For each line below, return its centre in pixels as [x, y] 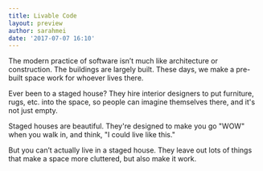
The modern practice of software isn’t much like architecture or [113, 61]
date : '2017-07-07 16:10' [51, 38]
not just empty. [33, 111]
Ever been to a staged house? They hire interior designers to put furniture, [131, 94]
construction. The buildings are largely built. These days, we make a [121, 70]
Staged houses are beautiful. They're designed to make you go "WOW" [127, 126]
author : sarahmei [37, 31]
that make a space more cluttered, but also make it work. [103, 159]
